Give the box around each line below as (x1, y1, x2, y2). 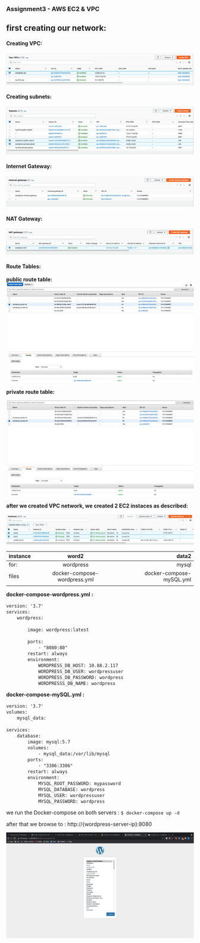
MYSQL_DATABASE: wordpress (37, 787, 105, 793)
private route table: (6, 388, 55, 395)
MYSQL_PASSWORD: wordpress (37, 799, 105, 805)
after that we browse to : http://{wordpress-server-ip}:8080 (6, 821, 152, 828)
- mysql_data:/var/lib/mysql (37, 751, 111, 757)
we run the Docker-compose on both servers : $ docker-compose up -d (6, 809, 180, 816)
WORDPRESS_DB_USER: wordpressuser (37, 669, 124, 675)
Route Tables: (6, 263, 41, 270)
